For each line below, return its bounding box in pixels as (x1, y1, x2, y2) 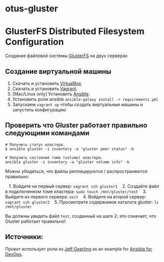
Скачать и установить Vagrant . (12, 86, 78, 91)
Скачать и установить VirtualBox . (12, 80, 83, 86)
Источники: (5, 233, 44, 241)
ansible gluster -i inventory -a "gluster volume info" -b (5, 160, 130, 165)
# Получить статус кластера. (5, 142, 65, 147)
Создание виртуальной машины (5, 67, 111, 76)
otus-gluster (5, 3, 58, 14)
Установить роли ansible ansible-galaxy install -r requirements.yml (12, 96, 159, 102)
